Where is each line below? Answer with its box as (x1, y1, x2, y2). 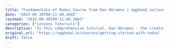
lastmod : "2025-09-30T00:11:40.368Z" (5, 16, 84, 21)
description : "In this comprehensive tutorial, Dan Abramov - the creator (5, 26, 165, 31)
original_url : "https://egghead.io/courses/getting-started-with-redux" (5, 30, 161, 35)
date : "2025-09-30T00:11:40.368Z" (5, 12, 78, 17)
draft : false (5, 35, 33, 40)
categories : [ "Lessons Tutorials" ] (5, 21, 80, 26)
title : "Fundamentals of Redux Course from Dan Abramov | (5, 7, 129, 12)
